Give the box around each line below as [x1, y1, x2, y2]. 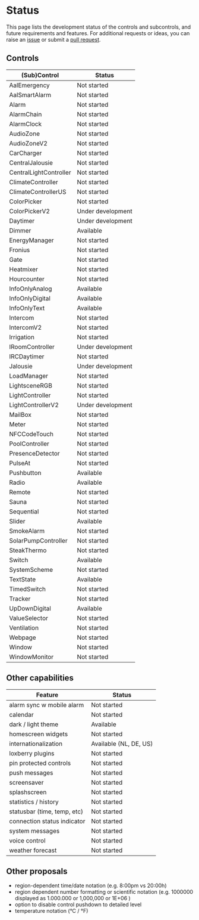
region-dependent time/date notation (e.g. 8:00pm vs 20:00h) [14, 882, 167, 889]
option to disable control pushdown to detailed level [14, 901, 142, 908]
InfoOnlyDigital [9, 294, 50, 302]
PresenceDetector [9, 449, 61, 457]
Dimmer [9, 226, 31, 234]
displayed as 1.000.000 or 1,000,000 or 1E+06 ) [14, 895, 131, 902]
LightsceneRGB [9, 381, 52, 389]
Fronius [9, 246, 30, 254]
